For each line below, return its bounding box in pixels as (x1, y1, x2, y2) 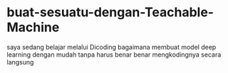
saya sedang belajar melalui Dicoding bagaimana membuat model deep (6, 43, 217, 51)
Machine (6, 19, 60, 35)
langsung (6, 57, 34, 66)
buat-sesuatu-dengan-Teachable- (6, 4, 214, 21)
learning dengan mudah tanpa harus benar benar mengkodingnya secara (6, 50, 222, 59)
